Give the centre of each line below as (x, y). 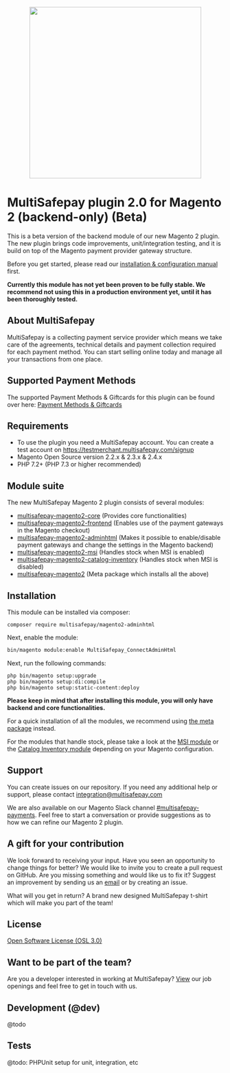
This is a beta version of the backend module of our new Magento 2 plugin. (113, 236)
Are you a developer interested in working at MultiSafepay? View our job (109, 979)
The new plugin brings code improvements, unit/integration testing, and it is (114, 243)
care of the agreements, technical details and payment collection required (112, 344)
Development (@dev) (54, 1007)
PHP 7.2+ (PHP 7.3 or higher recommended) (79, 464)
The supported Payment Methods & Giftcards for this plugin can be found (111, 397)
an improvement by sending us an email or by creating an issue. (97, 882)
